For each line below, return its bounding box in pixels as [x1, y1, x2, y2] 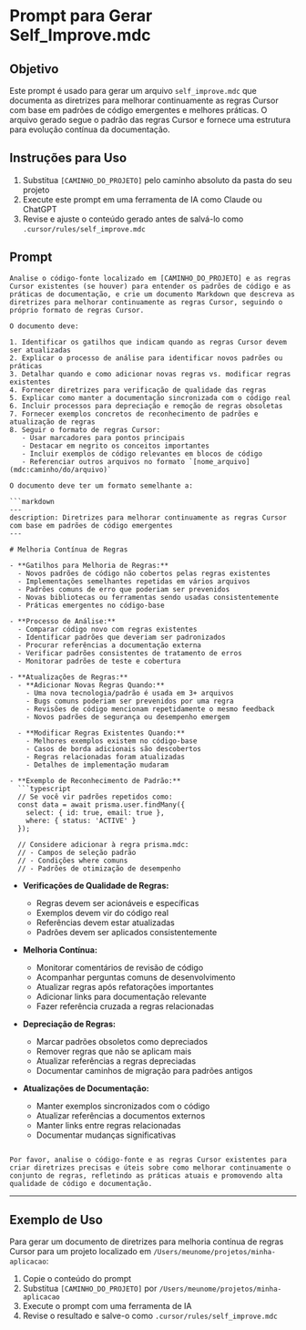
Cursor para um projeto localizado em [9, 1246, 152, 1257]
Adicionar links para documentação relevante [36, 991, 207, 1002]
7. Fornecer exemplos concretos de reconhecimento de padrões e [9, 409, 259, 418]
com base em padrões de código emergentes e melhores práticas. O [9, 105, 268, 115]
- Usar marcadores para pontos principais [21, 433, 185, 442]
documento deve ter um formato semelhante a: [17, 480, 194, 490]
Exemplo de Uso [9, 1212, 103, 1228]
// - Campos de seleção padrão [17, 848, 137, 857]
